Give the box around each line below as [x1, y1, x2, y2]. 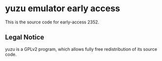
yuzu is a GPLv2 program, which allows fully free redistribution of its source [5, 46, 158, 52]
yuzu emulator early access [5, 3, 121, 14]
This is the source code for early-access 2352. [5, 19, 100, 25]
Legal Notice [5, 33, 44, 41]
